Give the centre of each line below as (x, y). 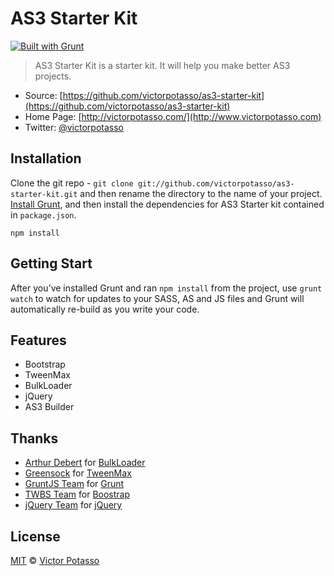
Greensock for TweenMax (78, 473)
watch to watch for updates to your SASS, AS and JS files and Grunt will (157, 298)
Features (38, 340)
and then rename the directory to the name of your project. (201, 193)
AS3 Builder (49, 407)
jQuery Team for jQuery (73, 505)
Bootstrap (45, 364)
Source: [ (43, 95)
